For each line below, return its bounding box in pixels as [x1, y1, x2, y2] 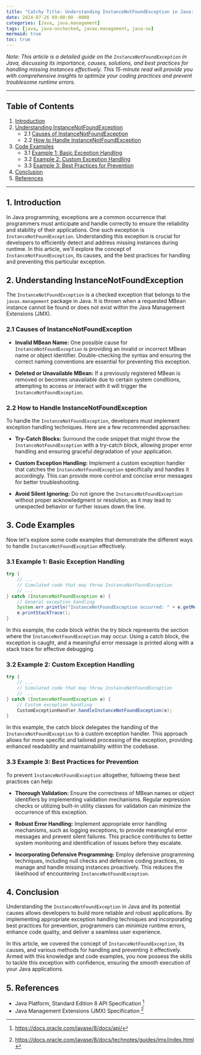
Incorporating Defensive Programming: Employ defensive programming [14, 851, 194, 858]
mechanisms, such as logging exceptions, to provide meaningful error [14, 826, 187, 833]
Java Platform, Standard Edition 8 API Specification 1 [14, 999, 145, 1007]
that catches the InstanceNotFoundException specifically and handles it [14, 466, 190, 473]
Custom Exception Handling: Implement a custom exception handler [14, 459, 185, 467]
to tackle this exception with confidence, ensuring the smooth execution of [6, 959, 191, 966]
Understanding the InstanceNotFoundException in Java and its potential [6, 903, 181, 910]
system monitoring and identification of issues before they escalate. [14, 839, 182, 846]
